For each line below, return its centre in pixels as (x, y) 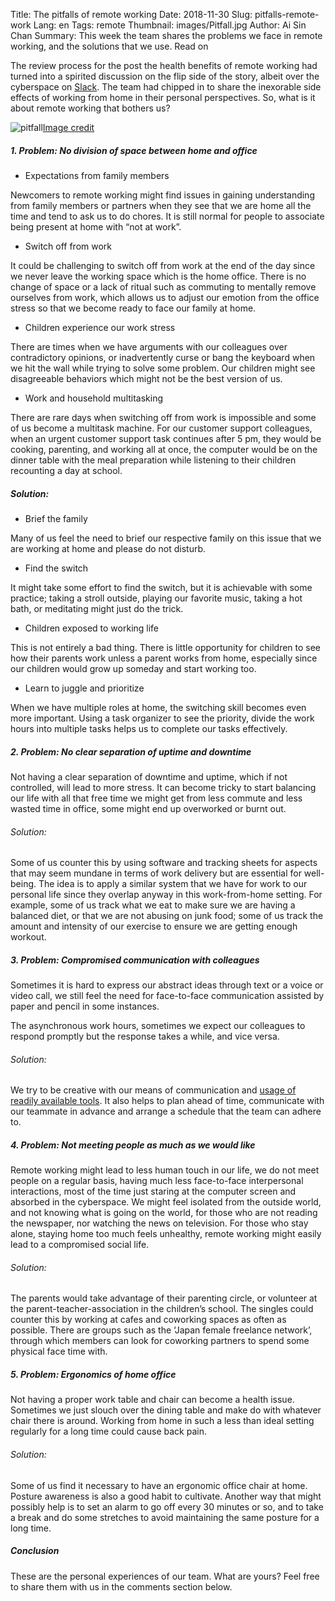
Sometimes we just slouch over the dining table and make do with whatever (166, 1410)
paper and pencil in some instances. (85, 1006)
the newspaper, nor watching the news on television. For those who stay (159, 1223)
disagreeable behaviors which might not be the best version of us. (146, 378)
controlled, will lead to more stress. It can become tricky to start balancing (163, 787)
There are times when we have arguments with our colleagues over (149, 346)
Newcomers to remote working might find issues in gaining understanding (162, 195)
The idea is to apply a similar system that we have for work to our (173, 884)
